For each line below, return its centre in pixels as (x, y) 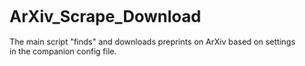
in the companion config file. (63, 51)
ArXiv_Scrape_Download (106, 17)
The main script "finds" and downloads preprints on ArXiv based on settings (152, 42)
